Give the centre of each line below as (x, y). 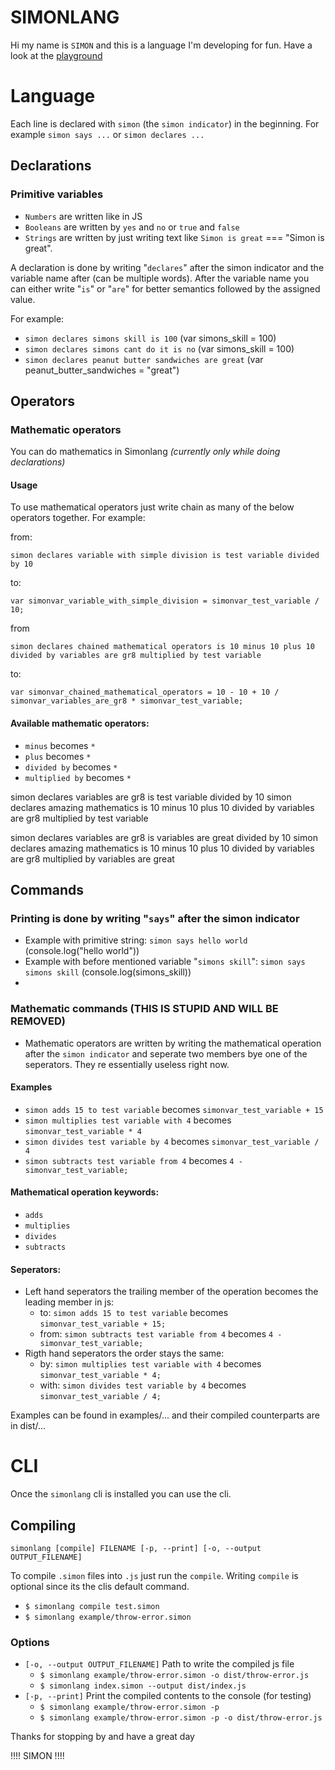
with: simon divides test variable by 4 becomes (143, 1385)
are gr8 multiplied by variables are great (92, 858)
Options (30, 1642)
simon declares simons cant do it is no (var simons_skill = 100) (159, 348)
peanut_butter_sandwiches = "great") (102, 370)
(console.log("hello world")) (82, 951)
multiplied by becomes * (78, 777)
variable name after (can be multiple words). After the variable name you (160, 278)
